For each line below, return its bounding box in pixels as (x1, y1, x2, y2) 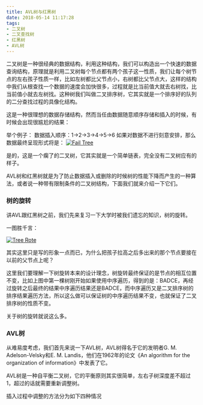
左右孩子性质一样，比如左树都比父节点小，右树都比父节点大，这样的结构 (16, 75, 197, 82)
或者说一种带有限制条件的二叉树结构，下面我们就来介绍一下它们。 (16, 179, 181, 187)
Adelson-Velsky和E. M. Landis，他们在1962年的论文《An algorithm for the (6, 352, 190, 359)
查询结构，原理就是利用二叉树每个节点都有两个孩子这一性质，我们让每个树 (6, 67, 192, 75)
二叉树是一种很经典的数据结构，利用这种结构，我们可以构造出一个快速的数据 (6, 60, 197, 67)
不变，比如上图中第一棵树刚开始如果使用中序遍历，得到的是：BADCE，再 (6, 277, 188, 284)
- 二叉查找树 (6, 32, 34, 38)
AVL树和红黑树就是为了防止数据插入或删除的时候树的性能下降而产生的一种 (6, 172, 192, 179)
